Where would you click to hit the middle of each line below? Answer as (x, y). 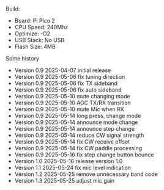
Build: (13, 9)
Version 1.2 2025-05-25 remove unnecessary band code (86, 174)
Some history (22, 58)
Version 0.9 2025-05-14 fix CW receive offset (72, 142)
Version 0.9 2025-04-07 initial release (63, 70)
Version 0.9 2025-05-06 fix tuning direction (70, 77)
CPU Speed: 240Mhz (41, 27)
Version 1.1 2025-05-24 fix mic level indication (73, 168)
